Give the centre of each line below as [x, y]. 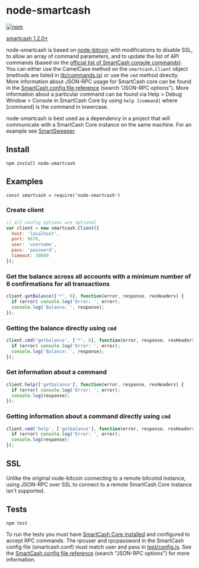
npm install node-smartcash [41, 163]
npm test [17, 523]
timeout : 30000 [30, 256]
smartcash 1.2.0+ [27, 38]
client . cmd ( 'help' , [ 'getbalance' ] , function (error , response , [86, 429]
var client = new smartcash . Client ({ [53, 228]
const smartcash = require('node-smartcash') [63, 195]
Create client [25, 210]
